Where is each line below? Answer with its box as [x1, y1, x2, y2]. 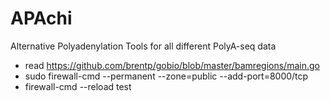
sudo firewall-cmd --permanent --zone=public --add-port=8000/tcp [24, 70, 309, 82]
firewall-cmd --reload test [24, 80, 132, 92]
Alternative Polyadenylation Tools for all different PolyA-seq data [10, 40, 277, 52]
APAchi [10, 7, 73, 30]
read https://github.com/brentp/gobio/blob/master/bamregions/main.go [24, 59, 320, 71]
